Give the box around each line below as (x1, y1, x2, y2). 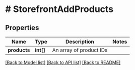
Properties (5, 23, 39, 32)
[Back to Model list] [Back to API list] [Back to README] (5, 59, 121, 65)
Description (65, 38, 94, 45)
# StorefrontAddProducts (5, 3, 114, 15)
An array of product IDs (52, 46, 108, 53)
